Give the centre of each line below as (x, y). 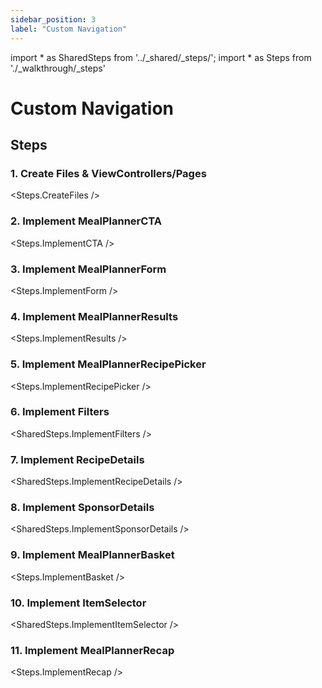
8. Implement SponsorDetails (82, 508)
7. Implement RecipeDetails (77, 459)
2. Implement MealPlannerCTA (86, 221)
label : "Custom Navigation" (69, 29)
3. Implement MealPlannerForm (88, 269)
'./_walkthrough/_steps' (58, 68)
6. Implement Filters (60, 412)
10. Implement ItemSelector (78, 603)
